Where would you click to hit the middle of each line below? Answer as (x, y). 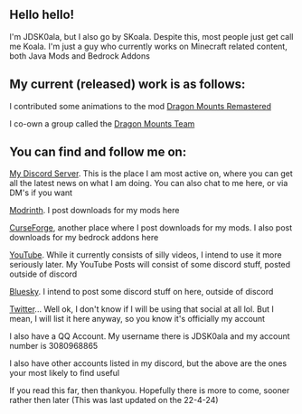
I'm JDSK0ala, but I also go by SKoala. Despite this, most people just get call (151, 36)
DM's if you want (41, 193)
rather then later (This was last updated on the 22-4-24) (114, 400)
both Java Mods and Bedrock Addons (80, 56)
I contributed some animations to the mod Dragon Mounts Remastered (141, 106)
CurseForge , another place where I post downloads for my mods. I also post (151, 228)
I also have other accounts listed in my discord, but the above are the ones (148, 363)
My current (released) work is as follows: (127, 85)
